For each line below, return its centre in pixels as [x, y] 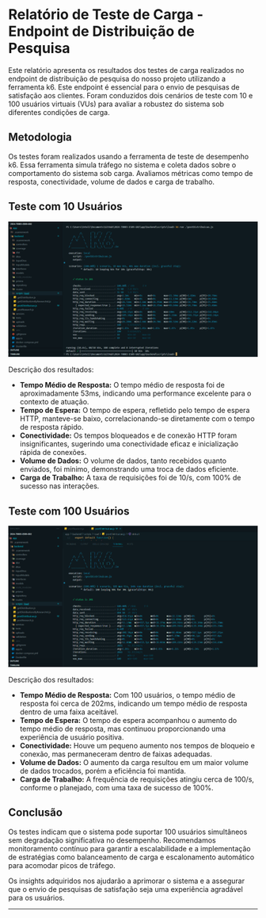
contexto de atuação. [54, 402]
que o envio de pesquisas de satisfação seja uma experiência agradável [125, 889]
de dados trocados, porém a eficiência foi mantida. [103, 771]
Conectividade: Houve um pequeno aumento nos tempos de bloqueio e [137, 745]
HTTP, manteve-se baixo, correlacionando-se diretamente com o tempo [137, 419]
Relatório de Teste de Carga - [106, 15]
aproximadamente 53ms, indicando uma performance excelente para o [135, 393]
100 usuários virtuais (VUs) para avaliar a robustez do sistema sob [116, 104]
